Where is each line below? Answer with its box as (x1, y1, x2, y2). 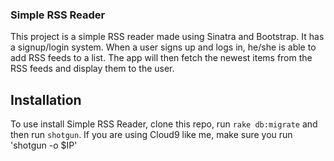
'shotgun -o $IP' (10, 139, 78, 152)
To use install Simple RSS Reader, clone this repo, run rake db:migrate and (10, 118, 318, 130)
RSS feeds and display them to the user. (10, 63, 175, 75)
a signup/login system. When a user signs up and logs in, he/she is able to (10, 41, 317, 53)
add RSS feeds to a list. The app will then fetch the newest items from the (10, 52, 313, 64)
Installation (10, 91, 82, 108)
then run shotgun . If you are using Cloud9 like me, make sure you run (10, 129, 293, 141)
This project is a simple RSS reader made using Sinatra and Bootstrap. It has (10, 31, 325, 43)
